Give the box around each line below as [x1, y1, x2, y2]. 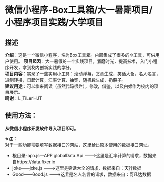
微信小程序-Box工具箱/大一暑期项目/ [5, 4, 153, 16]
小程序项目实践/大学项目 [5, 17, 103, 28]
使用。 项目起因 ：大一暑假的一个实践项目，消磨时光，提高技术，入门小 [9, 58, 153, 64]
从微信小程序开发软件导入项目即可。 [5, 125, 79, 131]
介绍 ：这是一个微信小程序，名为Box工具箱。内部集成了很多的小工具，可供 [5, 52, 155, 58]
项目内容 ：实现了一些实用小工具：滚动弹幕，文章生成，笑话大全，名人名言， [5, 71, 161, 77]
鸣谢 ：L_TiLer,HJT [5, 95, 42, 101]
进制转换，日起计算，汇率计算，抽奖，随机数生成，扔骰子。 [5, 77, 126, 83]
